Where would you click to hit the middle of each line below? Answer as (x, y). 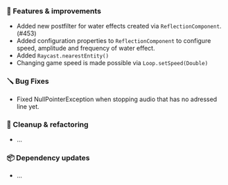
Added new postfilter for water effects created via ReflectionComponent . (119, 26)
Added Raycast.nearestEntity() (62, 55)
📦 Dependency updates (49, 157)
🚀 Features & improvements (54, 11)
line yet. (28, 106)
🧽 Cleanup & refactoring (47, 124)
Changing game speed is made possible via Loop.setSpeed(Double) (112, 63)
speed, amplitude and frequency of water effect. (86, 49)
